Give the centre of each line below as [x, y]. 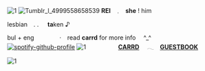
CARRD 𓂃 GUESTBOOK [158, 47]
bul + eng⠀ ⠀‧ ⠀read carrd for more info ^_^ [79, 38]
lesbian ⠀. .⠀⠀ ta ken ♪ [39, 24]
